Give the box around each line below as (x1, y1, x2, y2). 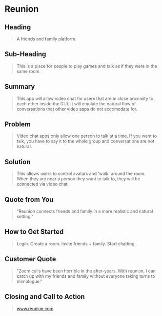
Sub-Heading (4, 50, 46, 58)
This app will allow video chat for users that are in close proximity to (16, 96, 154, 101)
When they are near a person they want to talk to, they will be (16, 176, 140, 182)
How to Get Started (4, 228, 64, 236)
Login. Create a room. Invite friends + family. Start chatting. (16, 241, 136, 246)
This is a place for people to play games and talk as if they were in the (16, 63, 157, 69)
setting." (16, 214, 34, 219)
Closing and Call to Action (4, 292, 85, 301)
